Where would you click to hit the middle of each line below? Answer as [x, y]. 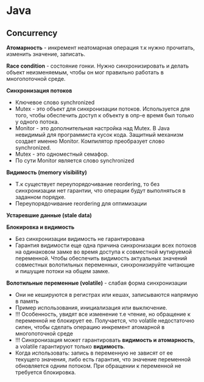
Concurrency [32, 33]
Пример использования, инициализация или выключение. [91, 307]
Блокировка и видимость [40, 227]
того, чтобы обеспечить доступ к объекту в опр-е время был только [104, 115]
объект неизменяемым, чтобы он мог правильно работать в [85, 72]
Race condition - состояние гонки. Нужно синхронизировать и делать [98, 66]
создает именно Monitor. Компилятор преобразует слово [90, 141]
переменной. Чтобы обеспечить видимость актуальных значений [101, 258]
